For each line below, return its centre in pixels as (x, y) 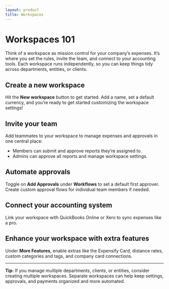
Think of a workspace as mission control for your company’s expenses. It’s (82, 53)
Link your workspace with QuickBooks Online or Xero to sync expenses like (83, 217)
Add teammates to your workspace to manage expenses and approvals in (81, 136)
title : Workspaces (24, 15)
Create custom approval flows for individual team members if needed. (77, 189)
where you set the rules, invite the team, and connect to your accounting (80, 59)
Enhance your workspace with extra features (77, 238)
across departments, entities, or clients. (46, 69)
